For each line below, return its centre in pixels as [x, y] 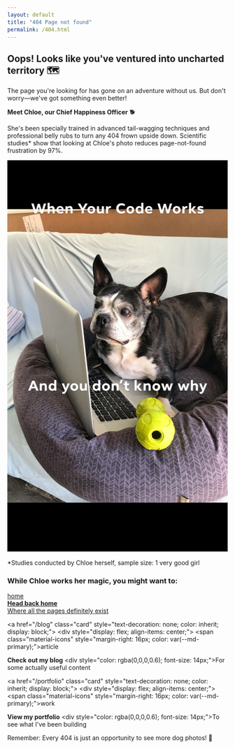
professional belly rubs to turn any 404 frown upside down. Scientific [107, 136]
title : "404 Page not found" [50, 22]
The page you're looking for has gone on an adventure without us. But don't [116, 91]
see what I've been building [47, 725]
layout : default [31, 15]
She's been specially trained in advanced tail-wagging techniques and [108, 129]
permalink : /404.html [39, 29]
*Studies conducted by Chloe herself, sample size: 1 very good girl [104, 563]
